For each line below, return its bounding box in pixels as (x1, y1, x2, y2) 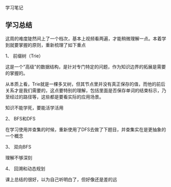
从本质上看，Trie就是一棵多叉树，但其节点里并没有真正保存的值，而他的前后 (5, 81, 166, 87)
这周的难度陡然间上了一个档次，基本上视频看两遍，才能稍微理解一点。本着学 (5, 35, 166, 41)
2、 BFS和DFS (5, 115, 36, 121)
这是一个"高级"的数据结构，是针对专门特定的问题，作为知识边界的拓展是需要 (5, 64, 166, 70)
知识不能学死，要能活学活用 (5, 105, 64, 111)
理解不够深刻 (5, 154, 32, 160)
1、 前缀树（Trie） (5, 53, 43, 59)
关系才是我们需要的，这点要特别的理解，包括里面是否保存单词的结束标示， (5, 87, 162, 93)
